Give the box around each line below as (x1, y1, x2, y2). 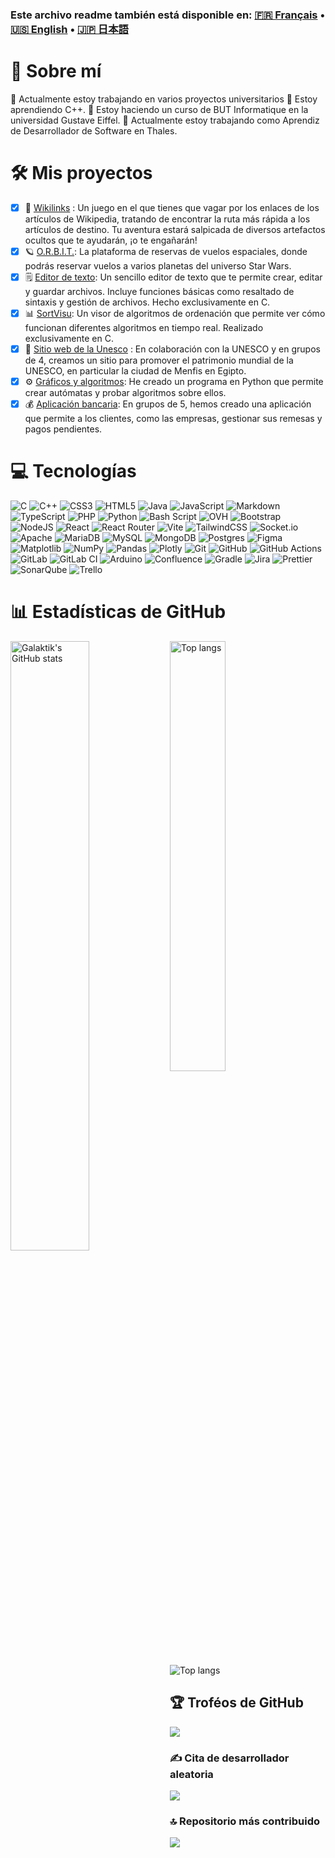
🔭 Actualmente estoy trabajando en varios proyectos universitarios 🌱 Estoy (10, 93, 318, 105)
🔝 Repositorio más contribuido (169, 1814, 321, 1828)
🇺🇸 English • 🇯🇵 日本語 (10, 22, 129, 36)
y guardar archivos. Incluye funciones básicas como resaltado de (24, 285, 295, 297)
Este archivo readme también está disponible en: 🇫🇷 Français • (10, 8, 326, 22)
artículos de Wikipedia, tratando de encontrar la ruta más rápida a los (24, 213, 311, 225)
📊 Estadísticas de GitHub (10, 601, 227, 623)
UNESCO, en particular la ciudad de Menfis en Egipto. (24, 364, 247, 377)
